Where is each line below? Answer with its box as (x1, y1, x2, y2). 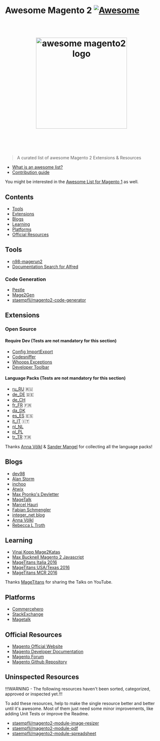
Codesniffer (12, 354, 36, 359)
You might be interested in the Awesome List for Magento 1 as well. (5, 179, 139, 185)
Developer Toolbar (12, 364, 49, 370)
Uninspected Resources (5, 673, 79, 681)
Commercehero (12, 606, 44, 612)
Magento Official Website (12, 643, 63, 649)
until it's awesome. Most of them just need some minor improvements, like (5, 706, 154, 711)
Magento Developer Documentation (12, 649, 84, 655)
